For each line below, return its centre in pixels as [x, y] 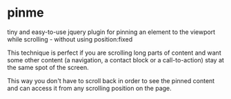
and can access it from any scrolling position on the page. [90, 88]
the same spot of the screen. [48, 67]
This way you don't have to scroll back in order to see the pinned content [111, 80]
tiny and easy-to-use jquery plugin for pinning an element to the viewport [111, 32]
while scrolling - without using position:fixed [70, 39]
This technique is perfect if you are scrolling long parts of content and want [114, 53]
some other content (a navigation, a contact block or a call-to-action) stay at [115, 60]
